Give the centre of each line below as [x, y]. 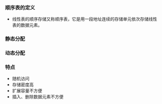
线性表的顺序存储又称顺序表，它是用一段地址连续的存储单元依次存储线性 [84, 19]
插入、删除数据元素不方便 [38, 97]
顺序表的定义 [20, 7]
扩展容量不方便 [27, 91]
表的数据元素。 [27, 25]
